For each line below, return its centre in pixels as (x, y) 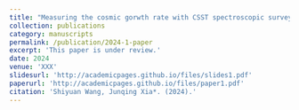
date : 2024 (29, 59)
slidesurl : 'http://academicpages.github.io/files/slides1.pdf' (131, 75)
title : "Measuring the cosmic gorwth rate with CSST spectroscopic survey (151, 17)
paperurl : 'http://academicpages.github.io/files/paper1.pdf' (127, 83)
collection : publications (57, 26)
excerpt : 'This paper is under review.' (85, 51)
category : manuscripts (51, 34)
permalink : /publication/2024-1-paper (81, 42)
